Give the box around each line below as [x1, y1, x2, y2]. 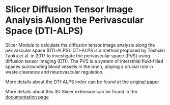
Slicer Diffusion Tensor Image [5, 4, 133, 15]
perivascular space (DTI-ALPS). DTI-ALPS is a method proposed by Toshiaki [5, 47, 165, 53]
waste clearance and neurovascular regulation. [5, 68, 104, 75]
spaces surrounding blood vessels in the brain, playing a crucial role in [5, 63, 154, 69]
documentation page [5, 94, 49, 100]
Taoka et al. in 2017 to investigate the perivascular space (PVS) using [5, 52, 150, 59]
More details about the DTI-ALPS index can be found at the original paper [5, 79, 159, 85]
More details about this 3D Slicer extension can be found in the [5, 88, 137, 94]
